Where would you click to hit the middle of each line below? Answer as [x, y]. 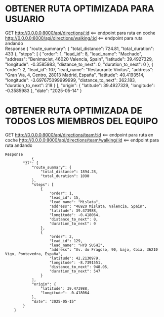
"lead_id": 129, [66, 241]
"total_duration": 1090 [65, 176]
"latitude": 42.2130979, [75, 258]
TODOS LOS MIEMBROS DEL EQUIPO [82, 121]
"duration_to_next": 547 [75, 271]
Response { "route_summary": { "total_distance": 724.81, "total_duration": [80, 48]
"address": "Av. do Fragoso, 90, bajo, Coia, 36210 [103, 249]
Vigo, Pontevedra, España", [34, 254]
